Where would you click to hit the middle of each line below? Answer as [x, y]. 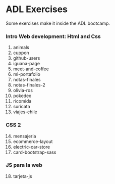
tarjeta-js [22, 176]
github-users [26, 58]
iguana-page [26, 64]
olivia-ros [23, 90]
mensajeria [24, 136]
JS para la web [24, 165]
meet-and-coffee [31, 69]
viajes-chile [25, 112]
